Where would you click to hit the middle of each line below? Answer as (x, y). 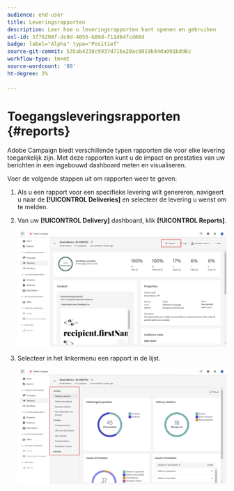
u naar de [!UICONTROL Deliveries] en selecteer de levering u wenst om (122, 199)
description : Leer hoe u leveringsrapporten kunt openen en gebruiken (112, 29)
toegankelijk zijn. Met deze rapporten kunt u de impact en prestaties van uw (116, 158)
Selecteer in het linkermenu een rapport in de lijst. (89, 358)
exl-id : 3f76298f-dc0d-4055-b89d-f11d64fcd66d (76, 37)
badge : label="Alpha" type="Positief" (63, 44)
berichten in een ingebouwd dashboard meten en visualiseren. (97, 165)
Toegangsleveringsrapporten (94, 116)
